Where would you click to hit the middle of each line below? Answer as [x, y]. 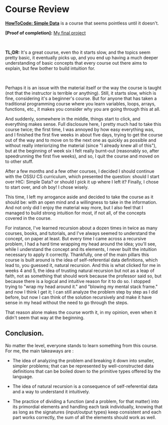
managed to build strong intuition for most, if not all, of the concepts [76, 213]
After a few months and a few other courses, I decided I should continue [80, 171]
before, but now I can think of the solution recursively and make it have [78, 297]
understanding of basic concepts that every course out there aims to [76, 63]
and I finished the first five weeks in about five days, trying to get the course [84, 134]
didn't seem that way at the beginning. [45, 318]
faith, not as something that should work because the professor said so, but [83, 276]
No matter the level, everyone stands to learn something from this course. [81, 345]
